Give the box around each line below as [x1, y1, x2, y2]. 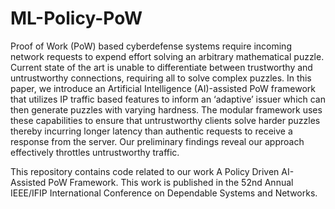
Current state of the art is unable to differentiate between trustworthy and [10, 61, 313, 73]
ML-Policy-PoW [10, 7, 143, 30]
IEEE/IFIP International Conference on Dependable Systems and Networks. [10, 187, 318, 199]
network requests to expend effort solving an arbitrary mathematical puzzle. [10, 50, 325, 62]
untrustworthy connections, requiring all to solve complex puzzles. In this [10, 72, 312, 84]
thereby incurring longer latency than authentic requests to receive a [10, 125, 293, 137]
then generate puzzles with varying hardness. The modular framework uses [10, 103, 323, 116]
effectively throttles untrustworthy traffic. [10, 146, 180, 158]
